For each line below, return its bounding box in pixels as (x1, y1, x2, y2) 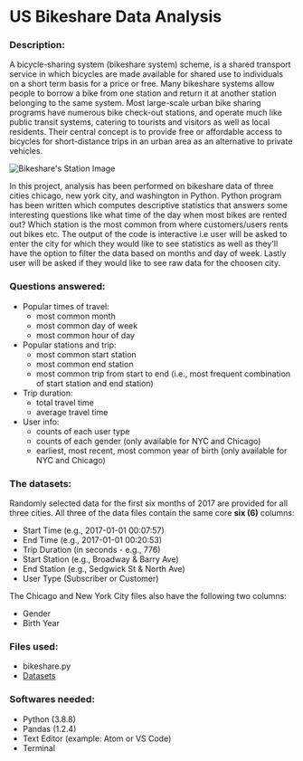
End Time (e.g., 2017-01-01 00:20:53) (22, 535, 163, 546)
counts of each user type (35, 425, 130, 436)
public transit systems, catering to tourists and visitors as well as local (9, 117, 270, 128)
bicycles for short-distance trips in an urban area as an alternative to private (9, 136, 293, 147)
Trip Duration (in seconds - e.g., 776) (22, 545, 161, 556)
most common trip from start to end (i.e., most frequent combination (35, 368, 291, 379)
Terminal (22, 742, 56, 753)
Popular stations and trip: (22, 339, 117, 350)
